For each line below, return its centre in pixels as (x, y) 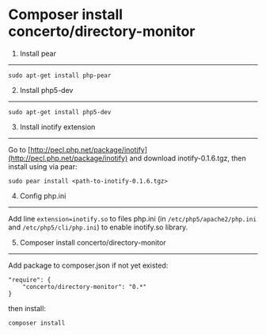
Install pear (38, 53)
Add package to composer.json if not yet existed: (88, 265)
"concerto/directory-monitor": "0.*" (85, 287)
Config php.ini (43, 195)
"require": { (30, 279)
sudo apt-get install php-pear (60, 75)
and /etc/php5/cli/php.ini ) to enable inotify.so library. (98, 227)
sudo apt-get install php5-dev (60, 112)
